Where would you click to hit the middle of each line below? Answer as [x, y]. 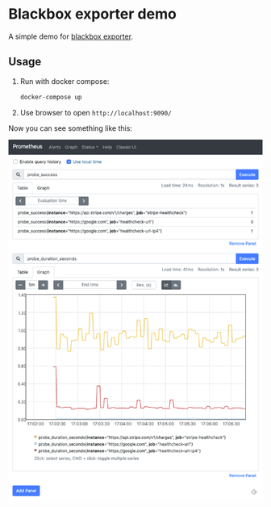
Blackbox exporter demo [93, 14]
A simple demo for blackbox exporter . [71, 36]
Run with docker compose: [65, 81]
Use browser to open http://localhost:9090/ [96, 112]
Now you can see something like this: [71, 128]
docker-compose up [51, 97]
